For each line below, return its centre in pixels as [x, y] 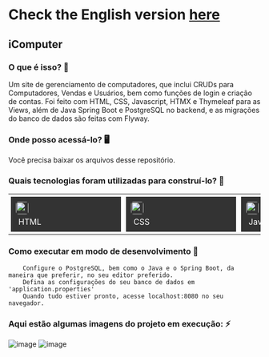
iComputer [36, 44]
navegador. [26, 303]
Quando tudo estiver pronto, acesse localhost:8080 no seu [123, 296]
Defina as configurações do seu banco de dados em [109, 282]
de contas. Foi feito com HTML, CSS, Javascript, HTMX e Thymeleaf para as [134, 101]
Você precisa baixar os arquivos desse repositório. [92, 160]
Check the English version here [114, 15]
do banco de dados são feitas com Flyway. [79, 118]
